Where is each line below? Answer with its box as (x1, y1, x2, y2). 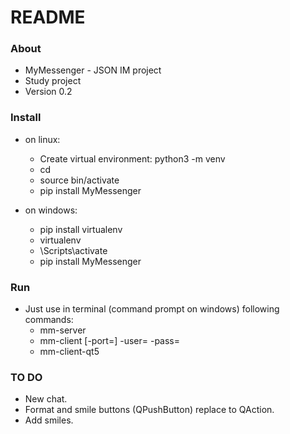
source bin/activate (39, 174, 120, 186)
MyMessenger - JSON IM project (24, 64, 162, 76)
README (10, 6, 86, 29)
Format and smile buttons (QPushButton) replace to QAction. (24, 404, 275, 416)
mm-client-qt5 (39, 346, 100, 358)
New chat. (24, 393, 68, 405)
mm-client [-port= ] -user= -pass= (39, 335, 181, 347)
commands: (24, 314, 74, 326)
